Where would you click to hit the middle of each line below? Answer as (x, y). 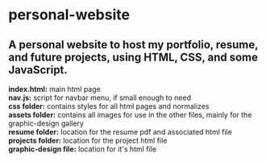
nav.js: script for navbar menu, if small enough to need (100, 98)
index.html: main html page (54, 89)
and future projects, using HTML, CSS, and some (133, 57)
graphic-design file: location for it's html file (83, 149)
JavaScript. (38, 70)
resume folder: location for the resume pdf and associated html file (120, 132)
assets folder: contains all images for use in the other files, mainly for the (130, 115)
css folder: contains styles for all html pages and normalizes (109, 106)
